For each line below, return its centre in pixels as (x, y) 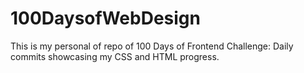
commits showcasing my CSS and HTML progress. (115, 56)
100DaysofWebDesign (105, 18)
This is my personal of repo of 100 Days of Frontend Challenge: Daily (152, 46)
